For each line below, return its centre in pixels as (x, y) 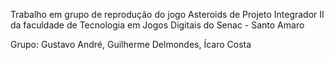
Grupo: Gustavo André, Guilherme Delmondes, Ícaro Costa (131, 44)
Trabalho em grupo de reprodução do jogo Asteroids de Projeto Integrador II (167, 14)
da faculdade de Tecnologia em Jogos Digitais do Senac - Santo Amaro (157, 25)
